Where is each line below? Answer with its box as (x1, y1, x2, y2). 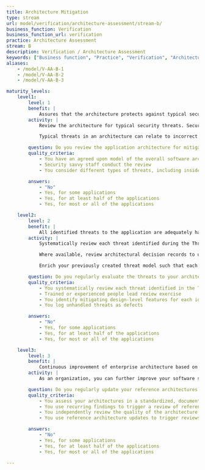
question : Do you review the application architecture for (28, 144, 182, 151)
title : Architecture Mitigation (6, 9, 88, 15)
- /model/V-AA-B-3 (17, 77, 64, 83)
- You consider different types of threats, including (38, 167, 182, 173)
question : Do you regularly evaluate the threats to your (28, 274, 179, 280)
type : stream (6, 15, 40, 21)
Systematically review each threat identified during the (38, 241, 190, 247)
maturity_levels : (6, 88, 51, 95)
